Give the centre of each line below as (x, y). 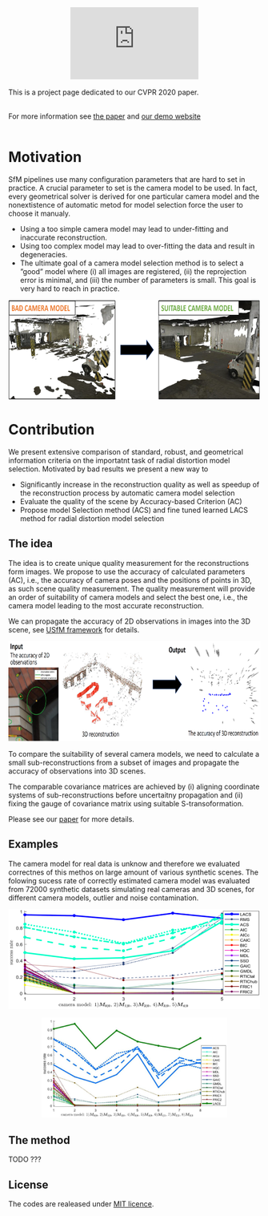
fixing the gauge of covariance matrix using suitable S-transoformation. (126, 803)
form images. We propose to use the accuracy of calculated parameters (127, 572)
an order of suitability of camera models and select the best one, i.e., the (128, 597)
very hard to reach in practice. (70, 289)
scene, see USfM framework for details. (74, 629)
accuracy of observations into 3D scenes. (77, 771)
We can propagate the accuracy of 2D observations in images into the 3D (129, 621)
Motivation (45, 158)
